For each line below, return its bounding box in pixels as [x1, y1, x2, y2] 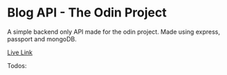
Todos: [7, 61, 27, 69]
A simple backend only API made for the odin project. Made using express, [7, 28, 220, 36]
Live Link [7, 48, 33, 56]
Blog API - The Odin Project [7, 5, 167, 21]
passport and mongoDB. [7, 34, 78, 43]
